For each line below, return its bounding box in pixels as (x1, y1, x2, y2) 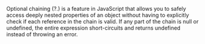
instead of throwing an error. (6, 31, 78, 38)
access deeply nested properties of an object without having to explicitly (6, 11, 189, 19)
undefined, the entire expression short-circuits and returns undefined (6, 24, 181, 31)
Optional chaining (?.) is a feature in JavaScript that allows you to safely (6, 5, 186, 12)
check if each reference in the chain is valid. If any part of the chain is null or (6, 18, 199, 25)
